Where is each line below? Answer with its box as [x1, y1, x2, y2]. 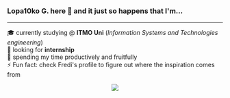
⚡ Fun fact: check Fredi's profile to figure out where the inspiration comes [7, 61, 215, 69]
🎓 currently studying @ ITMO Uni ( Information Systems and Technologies [7, 29, 218, 37]
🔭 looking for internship [7, 46, 75, 54]
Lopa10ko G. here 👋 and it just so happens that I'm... [7, 6, 183, 16]
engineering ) [7, 38, 43, 47]
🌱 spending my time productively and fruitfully [7, 53, 138, 61]
